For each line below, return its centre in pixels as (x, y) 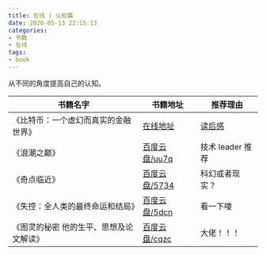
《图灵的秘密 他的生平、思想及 (69, 226)
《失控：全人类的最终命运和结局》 (76, 206)
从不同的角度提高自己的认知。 (57, 83)
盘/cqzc (157, 238)
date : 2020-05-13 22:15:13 (53, 23)
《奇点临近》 (36, 179)
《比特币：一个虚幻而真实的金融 (72, 120)
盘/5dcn (158, 212)
